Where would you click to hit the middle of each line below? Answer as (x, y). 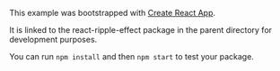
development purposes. (53, 39)
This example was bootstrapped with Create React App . (113, 13)
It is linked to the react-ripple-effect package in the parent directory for (140, 30)
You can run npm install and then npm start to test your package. (131, 56)
